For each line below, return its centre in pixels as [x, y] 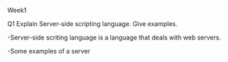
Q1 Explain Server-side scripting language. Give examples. [93, 24]
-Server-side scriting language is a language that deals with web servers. [114, 37]
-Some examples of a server [49, 51]
